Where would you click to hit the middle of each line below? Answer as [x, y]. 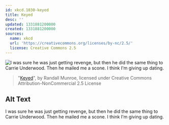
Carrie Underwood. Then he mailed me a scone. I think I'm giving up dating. [84, 117]
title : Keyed [19, 15]
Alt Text [18, 99]
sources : [15, 34]
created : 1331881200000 [31, 29]
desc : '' [15, 19]
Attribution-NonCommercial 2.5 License [60, 83]
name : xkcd [21, 39]
